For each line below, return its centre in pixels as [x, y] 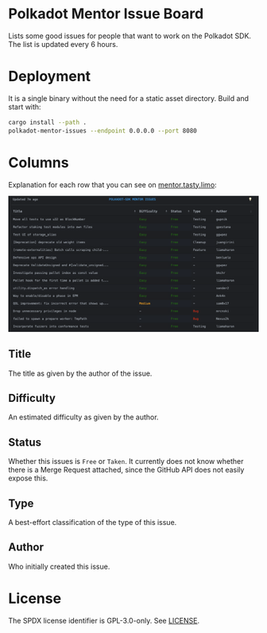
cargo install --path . [48, 122]
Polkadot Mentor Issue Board [106, 14]
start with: [25, 106]
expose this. [28, 478]
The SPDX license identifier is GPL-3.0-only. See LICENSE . [104, 620]
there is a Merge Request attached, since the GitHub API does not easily [126, 470]
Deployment [50, 77]
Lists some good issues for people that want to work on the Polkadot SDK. [130, 36]
